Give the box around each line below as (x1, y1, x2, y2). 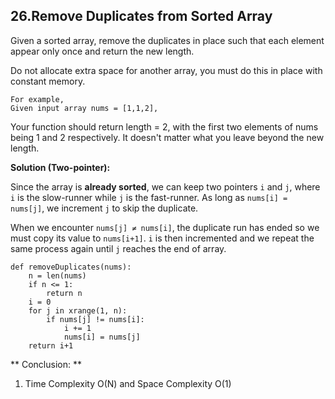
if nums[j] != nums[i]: (46, 314, 145, 324)
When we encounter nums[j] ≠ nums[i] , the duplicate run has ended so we (10, 221, 320, 233)
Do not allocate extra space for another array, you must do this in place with (10, 64, 323, 76)
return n (46, 288, 83, 298)
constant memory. (10, 75, 86, 87)
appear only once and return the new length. (10, 45, 195, 57)
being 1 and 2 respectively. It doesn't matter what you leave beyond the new (10, 131, 325, 143)
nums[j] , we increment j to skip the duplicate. (10, 202, 199, 214)
